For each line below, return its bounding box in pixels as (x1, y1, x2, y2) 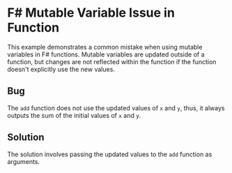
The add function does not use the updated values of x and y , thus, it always (7, 103, 225, 112)
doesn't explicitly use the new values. (7, 65, 115, 73)
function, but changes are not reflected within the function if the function (7, 57, 217, 66)
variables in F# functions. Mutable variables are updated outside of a (7, 50, 205, 59)
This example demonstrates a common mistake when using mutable (7, 43, 203, 51)
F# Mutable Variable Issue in (7, 5, 176, 21)
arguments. (7, 157, 40, 165)
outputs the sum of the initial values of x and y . (7, 111, 141, 119)
